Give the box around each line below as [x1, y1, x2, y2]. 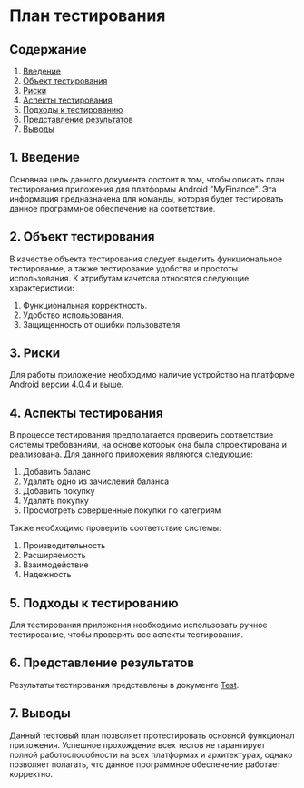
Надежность [22, 569, 72, 580]
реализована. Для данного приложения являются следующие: [9, 448, 254, 459]
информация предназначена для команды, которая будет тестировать [9, 192, 284, 204]
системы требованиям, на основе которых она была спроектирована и [9, 439, 288, 450]
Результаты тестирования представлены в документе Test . [9, 679, 240, 690]
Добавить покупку [22, 486, 95, 497]
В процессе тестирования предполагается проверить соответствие [9, 429, 274, 440]
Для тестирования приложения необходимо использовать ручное [9, 619, 268, 631]
